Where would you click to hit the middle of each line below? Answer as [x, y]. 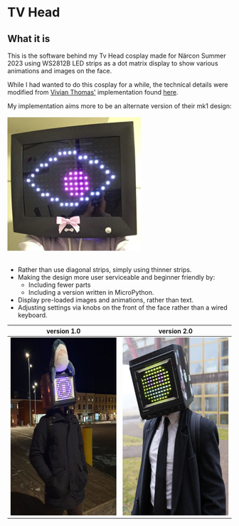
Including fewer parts [59, 285]
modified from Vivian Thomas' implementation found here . [93, 92]
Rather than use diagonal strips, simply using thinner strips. [105, 270]
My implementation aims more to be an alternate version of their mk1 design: [119, 106]
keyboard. [32, 315]
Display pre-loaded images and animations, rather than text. [106, 300]
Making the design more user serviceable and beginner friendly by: [116, 277]
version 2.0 [176, 331]
